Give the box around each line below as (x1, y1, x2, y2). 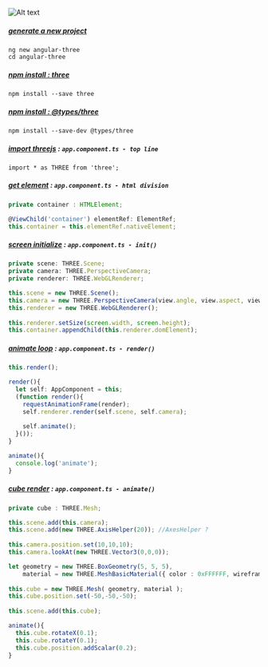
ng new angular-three (8, 46, 81, 54)
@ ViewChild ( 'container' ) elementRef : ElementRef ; (8, 215, 177, 223)
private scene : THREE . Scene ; (8, 260, 105, 268)
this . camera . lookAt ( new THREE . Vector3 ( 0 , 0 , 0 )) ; (8, 548, 170, 556)
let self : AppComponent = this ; (15, 386, 124, 394)
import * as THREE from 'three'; (8, 164, 120, 172)
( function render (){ (15, 392, 84, 401)
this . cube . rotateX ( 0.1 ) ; (15, 629, 98, 637)
